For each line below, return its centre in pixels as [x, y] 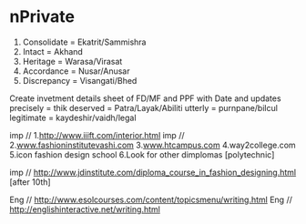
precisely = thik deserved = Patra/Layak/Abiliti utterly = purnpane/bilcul [143, 107]
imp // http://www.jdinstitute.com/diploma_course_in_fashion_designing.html [153, 172]
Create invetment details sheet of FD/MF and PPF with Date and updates [145, 98]
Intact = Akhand [53, 51]
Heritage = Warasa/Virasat [72, 61]
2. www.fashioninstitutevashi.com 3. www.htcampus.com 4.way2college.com [153, 145]
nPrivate [42, 17]
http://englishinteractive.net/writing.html [85, 209]
